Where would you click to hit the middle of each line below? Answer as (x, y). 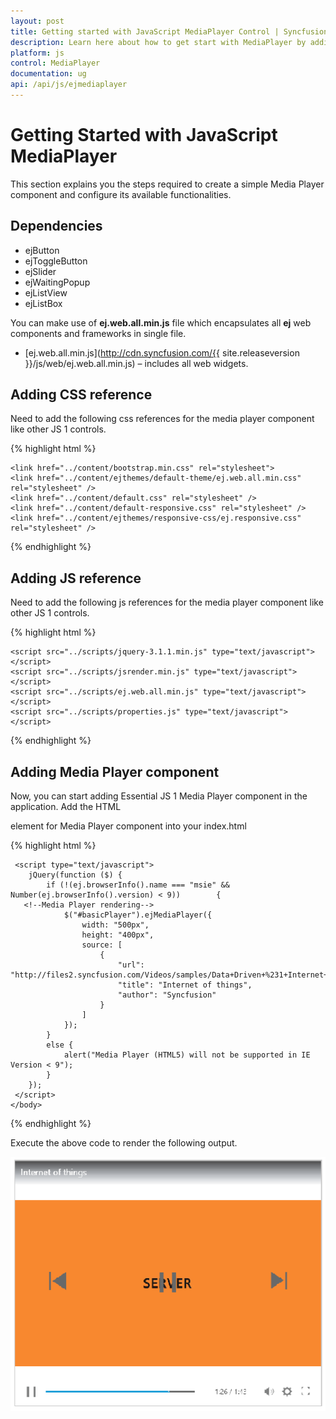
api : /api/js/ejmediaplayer (69, 85)
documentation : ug (48, 74)
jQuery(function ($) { (75, 875)
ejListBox (43, 303)
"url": (131, 965)
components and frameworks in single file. (98, 333)
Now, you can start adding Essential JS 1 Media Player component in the (159, 796)
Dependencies (56, 226)
